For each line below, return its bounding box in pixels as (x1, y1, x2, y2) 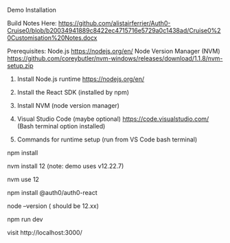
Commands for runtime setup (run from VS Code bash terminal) (16, 135, 198, 143)
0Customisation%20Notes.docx (7, 34, 97, 42)
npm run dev (7, 216, 43, 223)
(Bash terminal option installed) (16, 122, 106, 130)
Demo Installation (7, 6, 57, 14)
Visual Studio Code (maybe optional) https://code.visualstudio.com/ (16, 115, 209, 123)
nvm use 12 (7, 175, 40, 183)
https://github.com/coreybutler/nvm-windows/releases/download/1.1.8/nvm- (7, 54, 223, 62)
